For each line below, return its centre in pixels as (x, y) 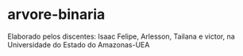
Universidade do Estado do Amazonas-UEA (79, 44)
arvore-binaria (56, 15)
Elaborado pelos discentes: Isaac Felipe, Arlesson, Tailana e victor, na (121, 36)
